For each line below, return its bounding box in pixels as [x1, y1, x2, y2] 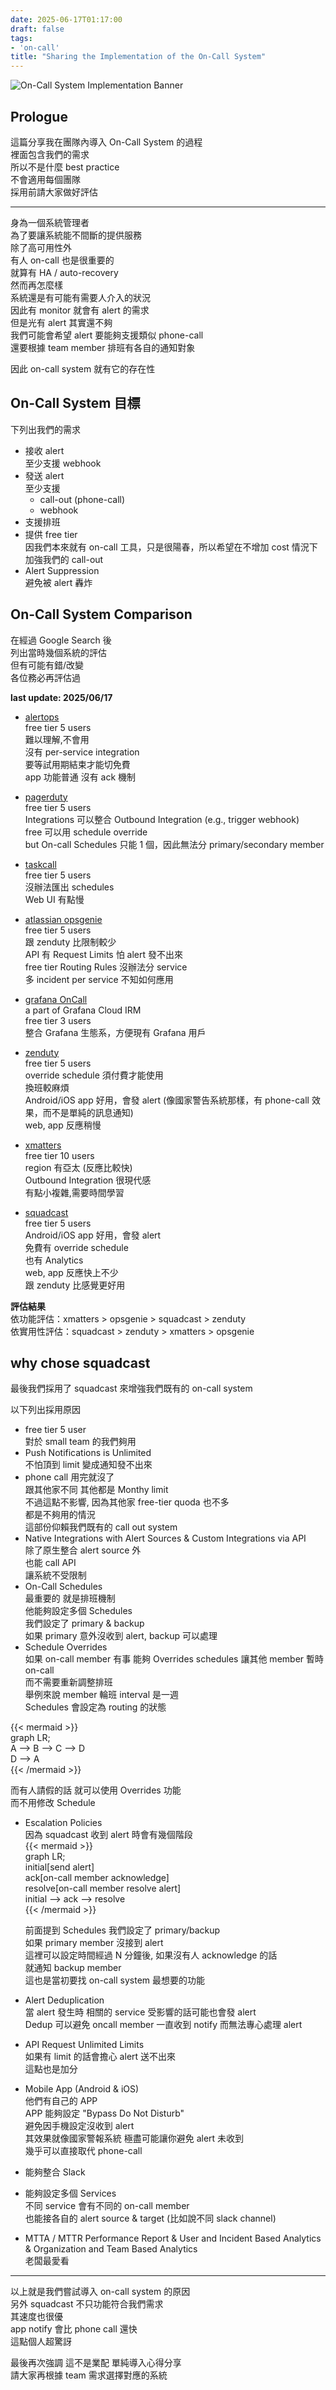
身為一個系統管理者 [10, 216, 90, 228]
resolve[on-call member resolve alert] [24, 1882, 182, 1895]
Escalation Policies [24, 1817, 103, 1829]
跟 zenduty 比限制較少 [24, 936, 117, 948]
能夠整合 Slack [24, 2166, 86, 2178]
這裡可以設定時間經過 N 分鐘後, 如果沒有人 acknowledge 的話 [24, 1949, 278, 1961]
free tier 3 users [24, 1014, 92, 1026]
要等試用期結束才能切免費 [24, 758, 131, 770]
